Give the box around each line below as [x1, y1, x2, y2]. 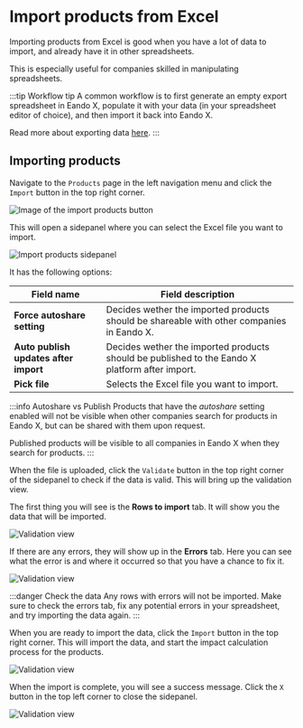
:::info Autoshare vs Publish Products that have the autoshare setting [9, 400, 265, 412]
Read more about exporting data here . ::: [9, 126, 161, 137]
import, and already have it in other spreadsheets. [9, 45, 195, 56]
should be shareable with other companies [106, 314, 287, 327]
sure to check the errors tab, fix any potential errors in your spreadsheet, [9, 600, 280, 611]
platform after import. [106, 363, 197, 376]
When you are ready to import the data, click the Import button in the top [9, 627, 280, 638]
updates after [14, 351, 74, 364]
